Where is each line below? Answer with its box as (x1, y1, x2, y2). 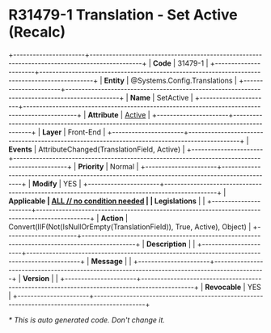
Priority (78, 161, 104, 171)
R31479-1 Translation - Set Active (8, 6, 239, 24)
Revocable (205, 282, 242, 292)
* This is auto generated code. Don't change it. (8, 314, 166, 325)
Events (8, 144, 32, 154)
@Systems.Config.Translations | (130, 75, 237, 85)
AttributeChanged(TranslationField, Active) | (38, 144, 185, 154)
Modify (32, 178, 57, 188)
